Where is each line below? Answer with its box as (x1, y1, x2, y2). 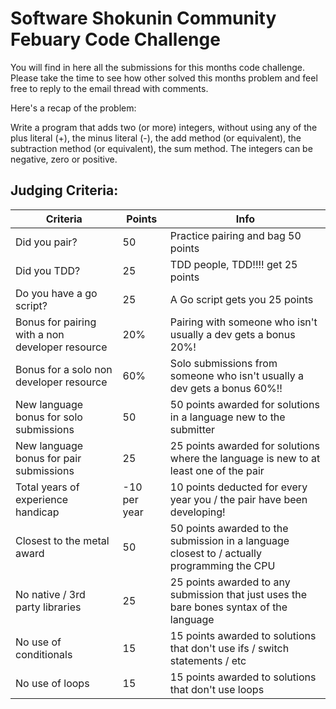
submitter (169, 422, 216, 436)
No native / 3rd (15, 587, 86, 601)
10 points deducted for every (169, 480, 308, 494)
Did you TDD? (15, 263, 81, 277)
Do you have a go (15, 286, 98, 300)
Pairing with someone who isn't (169, 315, 318, 329)
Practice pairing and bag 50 (169, 228, 302, 242)
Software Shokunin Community (10, 7, 277, 30)
